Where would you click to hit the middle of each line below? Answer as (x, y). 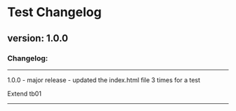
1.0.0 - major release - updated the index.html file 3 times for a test (104, 80)
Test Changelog (54, 12)
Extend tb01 (25, 93)
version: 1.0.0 (38, 38)
